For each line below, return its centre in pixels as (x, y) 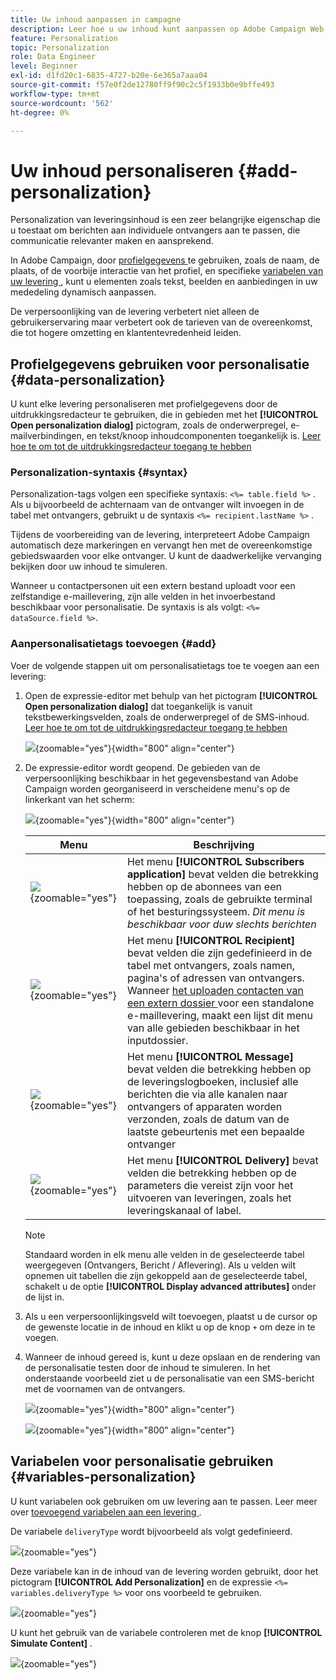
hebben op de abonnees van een (204, 886)
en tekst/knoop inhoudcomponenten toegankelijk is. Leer (204, 436)
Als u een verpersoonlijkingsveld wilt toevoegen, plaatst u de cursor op (171, 1316)
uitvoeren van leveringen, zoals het (209, 1198)
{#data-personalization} (88, 379)
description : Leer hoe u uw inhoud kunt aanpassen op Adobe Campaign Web (167, 29)
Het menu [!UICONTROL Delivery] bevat (222, 1160)
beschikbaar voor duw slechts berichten (221, 924)
